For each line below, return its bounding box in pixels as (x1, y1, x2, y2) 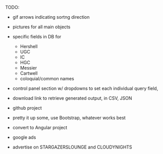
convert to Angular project (12, 125, 68, 130)
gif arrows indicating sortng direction (12, 14, 90, 20)
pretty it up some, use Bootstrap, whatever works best (12, 115, 126, 121)
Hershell (20, 43, 38, 49)
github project (12, 105, 42, 111)
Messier (20, 65, 37, 71)
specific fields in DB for (12, 34, 62, 39)
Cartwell (20, 70, 38, 76)
